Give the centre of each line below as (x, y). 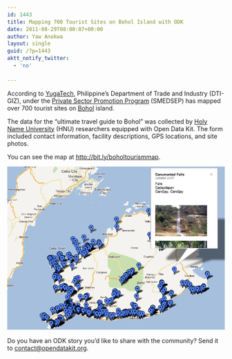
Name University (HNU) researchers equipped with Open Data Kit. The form (115, 128)
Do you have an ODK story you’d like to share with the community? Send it (113, 341)
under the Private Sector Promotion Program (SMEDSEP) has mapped (122, 101)
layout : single (29, 44)
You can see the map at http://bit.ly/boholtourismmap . (84, 157)
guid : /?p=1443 (29, 51)
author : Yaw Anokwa (35, 37)
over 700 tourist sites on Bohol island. (61, 108)
